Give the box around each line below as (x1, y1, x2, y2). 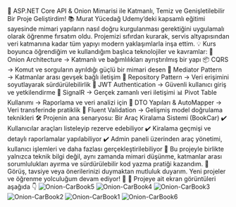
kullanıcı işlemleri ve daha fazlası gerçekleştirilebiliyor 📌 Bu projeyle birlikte (7, 145, 224, 153)
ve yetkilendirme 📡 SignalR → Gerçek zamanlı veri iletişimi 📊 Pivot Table (7, 88, 217, 96)
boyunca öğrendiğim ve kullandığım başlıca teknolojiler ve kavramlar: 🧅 (7, 48, 213, 55)
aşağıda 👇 (7, 182, 37, 191)
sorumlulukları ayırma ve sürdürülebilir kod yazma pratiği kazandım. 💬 (7, 160, 209, 168)
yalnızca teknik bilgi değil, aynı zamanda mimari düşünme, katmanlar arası (7, 152, 223, 161)
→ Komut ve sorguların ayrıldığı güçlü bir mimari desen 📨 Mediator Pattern (7, 65, 223, 74)
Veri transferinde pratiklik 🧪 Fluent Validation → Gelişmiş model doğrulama (7, 106, 223, 114)
